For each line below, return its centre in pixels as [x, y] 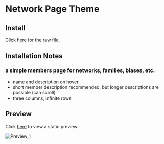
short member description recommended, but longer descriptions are [86, 87]
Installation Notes [34, 56]
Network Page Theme [52, 9]
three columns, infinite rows [42, 98]
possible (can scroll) [34, 92]
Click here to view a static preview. [42, 126]
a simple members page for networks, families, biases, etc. [80, 70]
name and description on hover [46, 82]
